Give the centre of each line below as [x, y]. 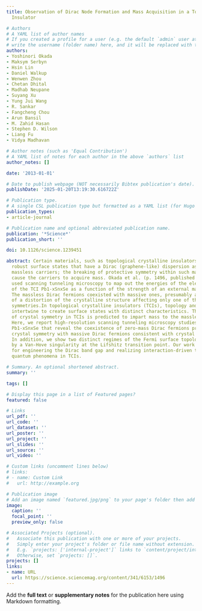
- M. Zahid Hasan [28, 123]
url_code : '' [23, 422]
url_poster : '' [25, 433]
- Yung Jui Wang [26, 101]
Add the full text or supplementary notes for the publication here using [95, 595]
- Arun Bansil [24, 118]
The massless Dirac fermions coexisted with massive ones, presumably [102, 295]
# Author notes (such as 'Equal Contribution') [67, 151]
